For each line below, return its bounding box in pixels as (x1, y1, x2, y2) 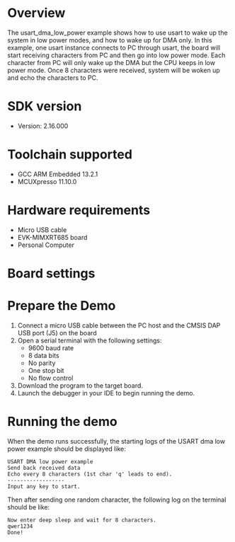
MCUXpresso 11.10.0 (17, 177, 77, 185)
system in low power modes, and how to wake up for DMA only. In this (7, 35, 212, 44)
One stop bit (28, 366, 64, 374)
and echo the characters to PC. (7, 73, 98, 82)
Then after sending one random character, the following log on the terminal (7, 495, 227, 504)
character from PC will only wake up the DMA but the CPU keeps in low (7, 58, 216, 67)
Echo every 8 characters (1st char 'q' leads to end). (7, 471, 173, 478)
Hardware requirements (7, 202, 151, 218)
